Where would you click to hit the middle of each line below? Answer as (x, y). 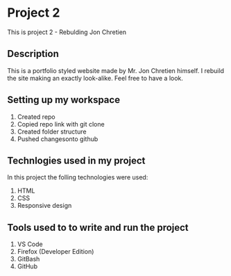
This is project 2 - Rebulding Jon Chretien (67, 32)
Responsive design (44, 206)
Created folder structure (52, 131)
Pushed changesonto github (58, 139)
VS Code (30, 244)
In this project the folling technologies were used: (78, 177)
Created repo (36, 117)
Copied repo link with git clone (61, 124)
